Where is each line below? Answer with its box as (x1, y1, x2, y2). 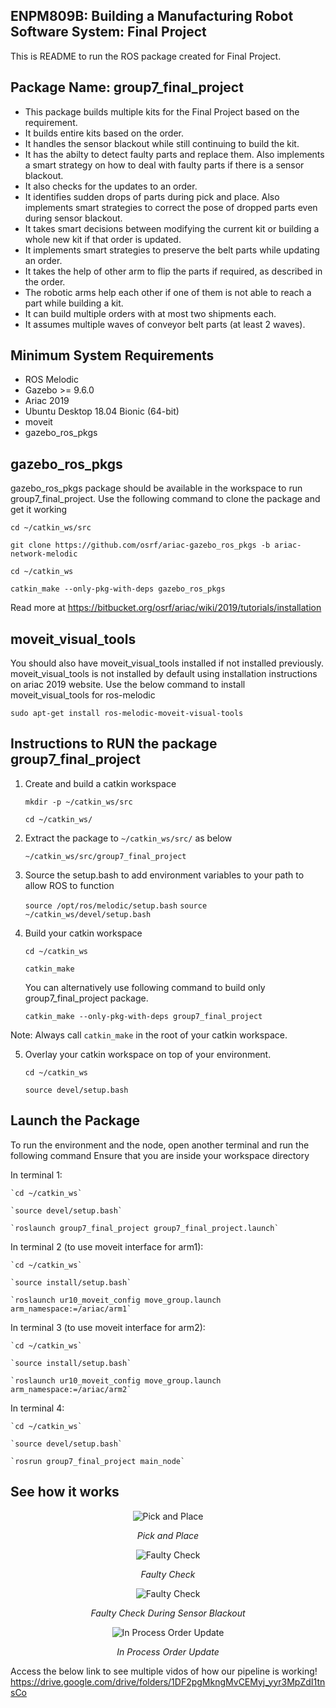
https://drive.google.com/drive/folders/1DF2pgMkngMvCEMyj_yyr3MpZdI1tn (10, 1675, 326, 1688)
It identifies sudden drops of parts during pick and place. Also (24, 190, 280, 203)
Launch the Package (10, 1112, 140, 1129)
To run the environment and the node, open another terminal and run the (10, 1139, 310, 1151)
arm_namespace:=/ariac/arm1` (10, 1304, 132, 1314)
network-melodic (10, 549, 78, 559)
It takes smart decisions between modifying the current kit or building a (24, 222, 320, 234)
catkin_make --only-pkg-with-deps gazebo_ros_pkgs (10, 584, 226, 594)
